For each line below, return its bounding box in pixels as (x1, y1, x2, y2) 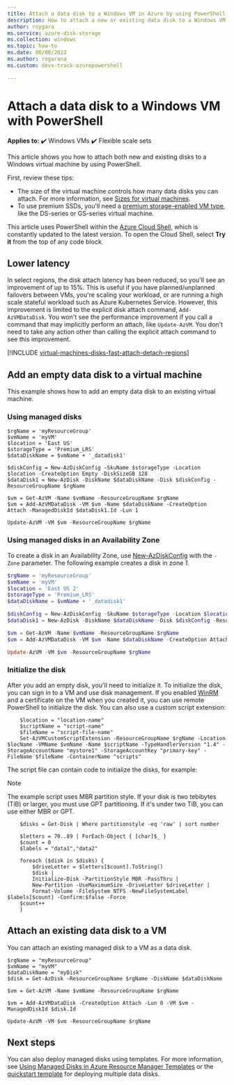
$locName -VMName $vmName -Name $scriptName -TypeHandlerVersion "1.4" (7, 741, 219, 748)
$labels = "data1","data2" (19, 845, 98, 852)
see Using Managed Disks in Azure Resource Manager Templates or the (7, 1063, 214, 1071)
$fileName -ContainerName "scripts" (35, 753, 141, 760)
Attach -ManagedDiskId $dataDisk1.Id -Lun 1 (7, 507, 139, 514)
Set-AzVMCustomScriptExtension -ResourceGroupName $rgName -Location (19, 735, 226, 742)
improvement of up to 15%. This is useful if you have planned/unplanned (7, 283, 215, 292)
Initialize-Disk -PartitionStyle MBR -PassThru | (32, 875, 179, 882)
